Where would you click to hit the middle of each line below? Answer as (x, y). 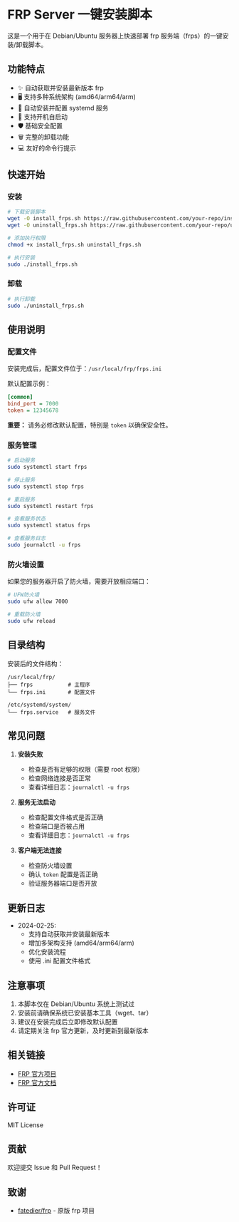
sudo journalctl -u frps (44, 545)
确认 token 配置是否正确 (63, 874)
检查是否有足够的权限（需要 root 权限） (86, 770)
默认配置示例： (29, 384)
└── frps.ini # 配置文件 (52, 692)
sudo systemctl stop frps (46, 486)
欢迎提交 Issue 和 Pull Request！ (55, 1167)
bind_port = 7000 (33, 404)
